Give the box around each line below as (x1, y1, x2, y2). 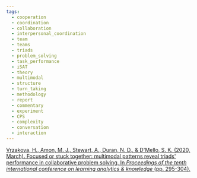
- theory (11, 69, 33, 75)
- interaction (11, 130, 46, 136)
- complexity (11, 119, 44, 125)
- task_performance (11, 58, 60, 64)
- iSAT (11, 63, 28, 70)
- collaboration (11, 25, 52, 31)
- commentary (11, 102, 44, 109)
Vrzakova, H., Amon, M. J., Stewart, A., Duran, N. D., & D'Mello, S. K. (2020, (6, 146, 190, 153)
